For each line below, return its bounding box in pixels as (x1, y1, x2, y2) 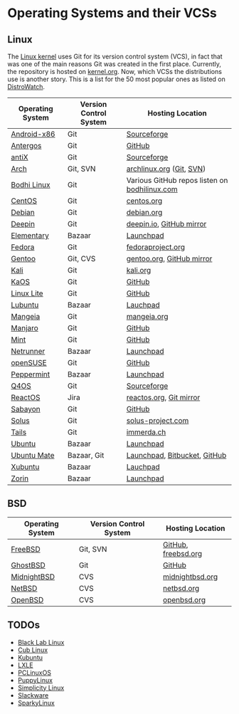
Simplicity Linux (17, 683, 65, 692)
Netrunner (11, 347, 46, 356)
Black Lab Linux (17, 638, 65, 646)
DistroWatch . (7, 83, 45, 90)
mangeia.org (126, 312, 169, 321)
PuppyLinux (17, 676, 53, 684)
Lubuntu (11, 300, 39, 310)
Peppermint (11, 369, 51, 379)
